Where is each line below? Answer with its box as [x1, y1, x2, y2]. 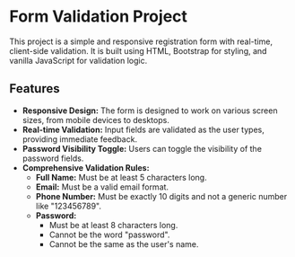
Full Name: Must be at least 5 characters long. [35, 172, 208, 182]
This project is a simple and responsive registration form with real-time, [9, 36, 273, 47]
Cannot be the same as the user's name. [48, 238, 199, 249]
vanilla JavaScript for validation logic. [9, 55, 148, 66]
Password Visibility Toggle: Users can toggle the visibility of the [22, 143, 263, 154]
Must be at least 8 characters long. [48, 219, 178, 230]
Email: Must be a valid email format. [35, 182, 169, 192]
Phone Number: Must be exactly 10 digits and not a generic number [35, 191, 288, 201]
